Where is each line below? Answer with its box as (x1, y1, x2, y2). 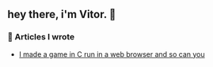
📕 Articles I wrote (7, 32, 75, 43)
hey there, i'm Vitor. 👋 (7, 8, 116, 21)
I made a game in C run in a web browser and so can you (18, 49, 205, 59)
